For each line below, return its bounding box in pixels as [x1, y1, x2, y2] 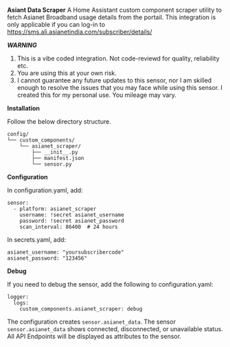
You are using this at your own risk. [16, 69, 117, 77]
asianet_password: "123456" [7, 255, 88, 262]
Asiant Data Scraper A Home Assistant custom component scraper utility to [7, 6, 222, 14]
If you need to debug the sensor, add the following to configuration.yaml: [7, 280, 214, 288]
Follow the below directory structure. [7, 117, 111, 126]
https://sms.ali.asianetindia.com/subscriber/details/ [7, 27, 152, 36]
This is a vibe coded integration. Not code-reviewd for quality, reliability [16, 54, 220, 63]
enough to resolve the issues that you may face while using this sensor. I [16, 84, 223, 91]
